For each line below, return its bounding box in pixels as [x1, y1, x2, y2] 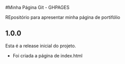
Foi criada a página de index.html [12, 52, 83, 58]
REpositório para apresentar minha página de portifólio [5, 14, 121, 20]
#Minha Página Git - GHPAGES [5, 5, 70, 10]
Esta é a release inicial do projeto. [5, 42, 77, 49]
